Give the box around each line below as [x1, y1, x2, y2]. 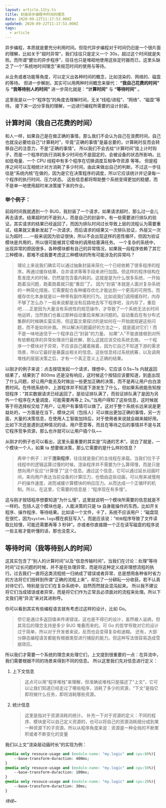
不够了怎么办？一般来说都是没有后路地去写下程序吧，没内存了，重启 [17, 300, 156, 306]
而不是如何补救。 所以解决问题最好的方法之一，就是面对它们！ [26, 325, 153, 331]
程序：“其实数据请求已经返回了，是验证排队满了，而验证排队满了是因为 [9, 391, 155, 397]
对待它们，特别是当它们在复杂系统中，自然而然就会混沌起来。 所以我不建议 [5, 583, 158, 589]
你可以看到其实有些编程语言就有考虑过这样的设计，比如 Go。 [5, 606, 129, 611]
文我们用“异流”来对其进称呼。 [5, 595, 66, 601]
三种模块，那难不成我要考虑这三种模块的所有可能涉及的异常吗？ [5, 252, 135, 258]
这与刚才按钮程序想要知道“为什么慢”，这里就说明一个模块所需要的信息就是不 [5, 497, 161, 503]
